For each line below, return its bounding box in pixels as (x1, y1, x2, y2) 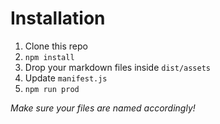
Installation (10, 7, 106, 30)
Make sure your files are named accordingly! (10, 102, 196, 114)
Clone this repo (24, 40, 88, 52)
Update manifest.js (24, 72, 108, 84)
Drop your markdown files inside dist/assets (24, 61, 211, 73)
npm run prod (24, 84, 80, 94)
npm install (24, 52, 75, 62)
